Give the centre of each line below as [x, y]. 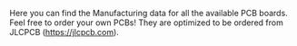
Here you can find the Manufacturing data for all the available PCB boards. [148, 13]
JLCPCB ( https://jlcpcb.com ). [64, 32]
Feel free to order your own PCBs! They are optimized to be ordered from [146, 23]
